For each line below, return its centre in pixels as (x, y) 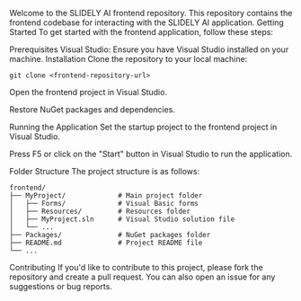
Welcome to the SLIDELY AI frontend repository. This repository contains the (151, 13)
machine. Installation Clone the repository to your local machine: (128, 59)
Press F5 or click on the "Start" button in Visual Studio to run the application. (151, 154)
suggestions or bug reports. (61, 286)
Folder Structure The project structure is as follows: (105, 171)
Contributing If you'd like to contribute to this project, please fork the (136, 267)
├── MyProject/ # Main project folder (106, 196)
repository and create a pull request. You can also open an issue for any (142, 277)
